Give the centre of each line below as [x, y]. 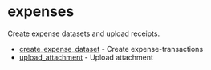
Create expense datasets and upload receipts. [84, 33]
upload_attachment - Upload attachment [86, 57]
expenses [41, 12]
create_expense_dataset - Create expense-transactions [111, 49]
